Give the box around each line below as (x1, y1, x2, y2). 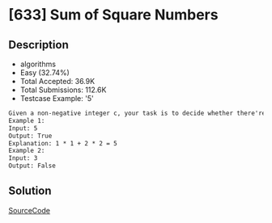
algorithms (19, 59, 57, 69)
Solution (8, 184, 52, 198)
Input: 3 (8, 154, 38, 162)
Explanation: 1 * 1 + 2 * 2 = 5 (8, 139, 117, 147)
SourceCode (8, 205, 51, 215)
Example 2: (8, 147, 45, 155)
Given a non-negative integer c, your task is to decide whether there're (8, 109, 266, 117)
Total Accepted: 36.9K (19, 77, 96, 86)
